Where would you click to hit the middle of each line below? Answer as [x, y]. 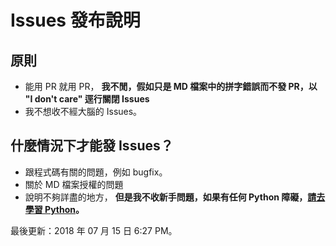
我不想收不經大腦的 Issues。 [83, 111]
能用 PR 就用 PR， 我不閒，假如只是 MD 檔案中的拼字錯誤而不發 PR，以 [171, 86]
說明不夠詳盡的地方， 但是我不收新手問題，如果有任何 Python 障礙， [166, 197]
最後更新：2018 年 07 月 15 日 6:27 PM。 [94, 230]
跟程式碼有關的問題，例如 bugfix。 [96, 172]
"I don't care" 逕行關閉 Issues [87, 99]
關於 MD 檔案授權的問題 [74, 184]
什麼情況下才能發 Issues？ [92, 146]
